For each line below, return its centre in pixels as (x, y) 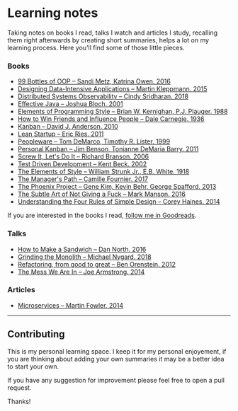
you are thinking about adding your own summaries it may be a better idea (116, 359)
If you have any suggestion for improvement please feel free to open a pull (116, 380)
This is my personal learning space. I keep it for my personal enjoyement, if (117, 351)
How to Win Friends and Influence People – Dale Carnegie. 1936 (111, 119)
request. (19, 388)
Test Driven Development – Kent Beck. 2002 (82, 164)
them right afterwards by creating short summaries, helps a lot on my (108, 40)
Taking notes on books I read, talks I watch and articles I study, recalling (113, 33)
